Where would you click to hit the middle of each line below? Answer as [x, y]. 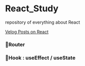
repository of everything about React [43, 22]
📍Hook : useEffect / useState [40, 58]
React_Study [32, 9]
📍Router [15, 44]
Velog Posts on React [27, 32]
